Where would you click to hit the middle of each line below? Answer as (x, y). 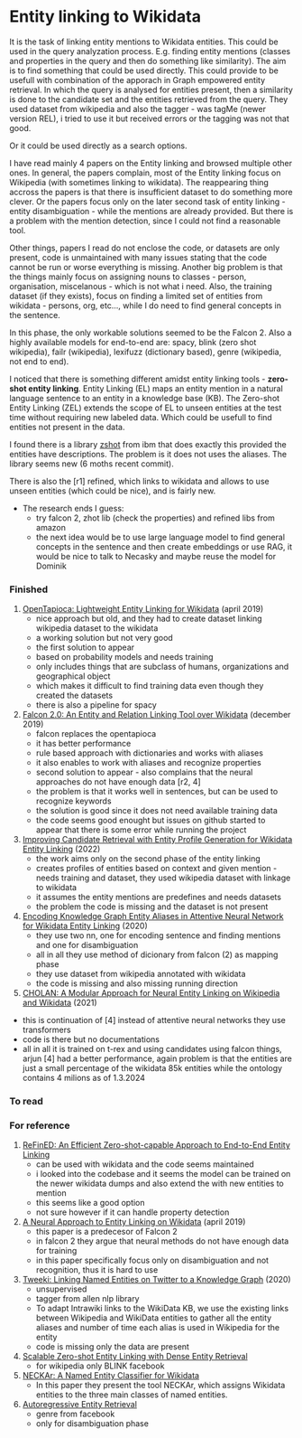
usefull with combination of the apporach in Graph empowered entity (137, 80)
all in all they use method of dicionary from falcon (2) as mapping (157, 954)
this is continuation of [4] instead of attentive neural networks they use (154, 1020)
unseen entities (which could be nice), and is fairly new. (113, 491)
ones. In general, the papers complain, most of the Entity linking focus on (145, 173)
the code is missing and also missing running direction (137, 983)
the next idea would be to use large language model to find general (160, 537)
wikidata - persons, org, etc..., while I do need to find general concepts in (146, 305)
